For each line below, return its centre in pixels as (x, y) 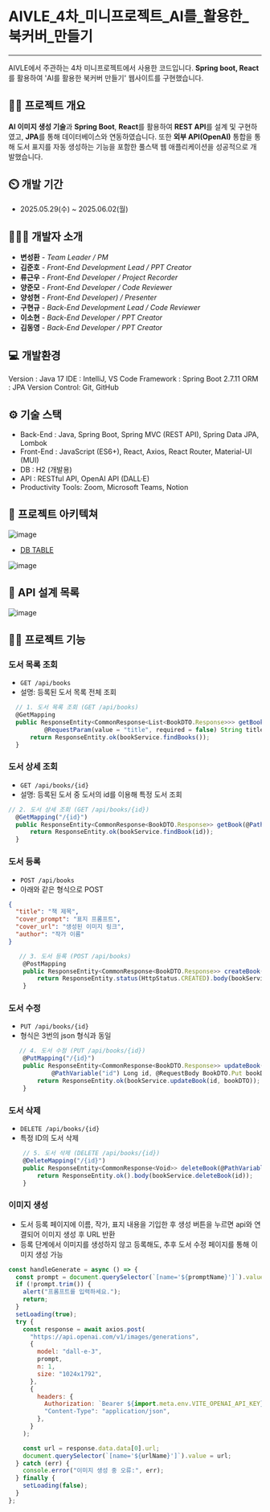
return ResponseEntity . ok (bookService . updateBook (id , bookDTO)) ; (149, 1081)
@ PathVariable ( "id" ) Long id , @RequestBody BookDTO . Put (147, 1073)
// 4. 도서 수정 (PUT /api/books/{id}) (82, 1051)
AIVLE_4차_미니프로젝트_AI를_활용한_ (129, 16)
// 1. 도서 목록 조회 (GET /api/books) (77, 708)
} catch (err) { (43, 1463)
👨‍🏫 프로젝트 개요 (47, 106)
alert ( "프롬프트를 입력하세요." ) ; (72, 1292)
